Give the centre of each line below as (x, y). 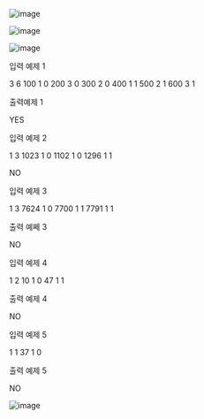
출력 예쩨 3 (28, 227)
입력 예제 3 (28, 191)
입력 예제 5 (28, 335)
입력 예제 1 (27, 66)
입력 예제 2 (28, 138)
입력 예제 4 (28, 263)
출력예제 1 (26, 102)
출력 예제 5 (28, 370)
